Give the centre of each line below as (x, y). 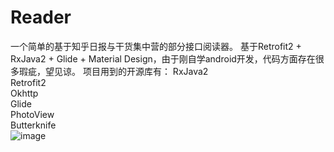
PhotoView (32, 114)
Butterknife (33, 125)
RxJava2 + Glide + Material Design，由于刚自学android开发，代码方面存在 (163, 58)
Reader (41, 17)
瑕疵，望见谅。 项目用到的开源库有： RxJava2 (113, 71)
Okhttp (24, 93)
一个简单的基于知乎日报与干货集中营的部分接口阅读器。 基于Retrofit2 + (156, 46)
